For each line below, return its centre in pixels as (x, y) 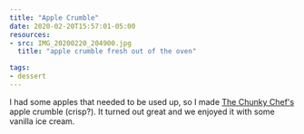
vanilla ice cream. (42, 121)
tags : (20, 68)
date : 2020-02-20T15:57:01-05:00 (73, 26)
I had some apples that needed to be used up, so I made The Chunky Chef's (152, 101)
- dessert (28, 77)
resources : (30, 34)
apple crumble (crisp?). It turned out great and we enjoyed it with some (142, 111)
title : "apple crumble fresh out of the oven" (107, 52)
